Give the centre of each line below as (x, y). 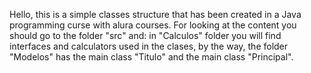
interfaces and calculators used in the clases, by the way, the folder (149, 46)
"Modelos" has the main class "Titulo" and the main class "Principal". (151, 57)
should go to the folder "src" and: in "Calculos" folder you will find (145, 35)
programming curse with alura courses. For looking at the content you (153, 25)
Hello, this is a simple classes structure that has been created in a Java (155, 14)
